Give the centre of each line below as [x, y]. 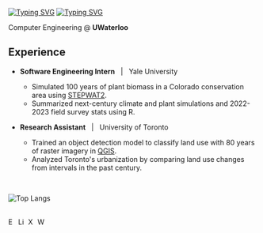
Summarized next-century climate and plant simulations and [130, 103]
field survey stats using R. [93, 111]
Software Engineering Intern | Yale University [99, 71]
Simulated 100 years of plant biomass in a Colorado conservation [137, 86]
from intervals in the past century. [87, 167]
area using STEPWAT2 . [69, 95]
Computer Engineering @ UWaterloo [69, 27]
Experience [37, 53]
